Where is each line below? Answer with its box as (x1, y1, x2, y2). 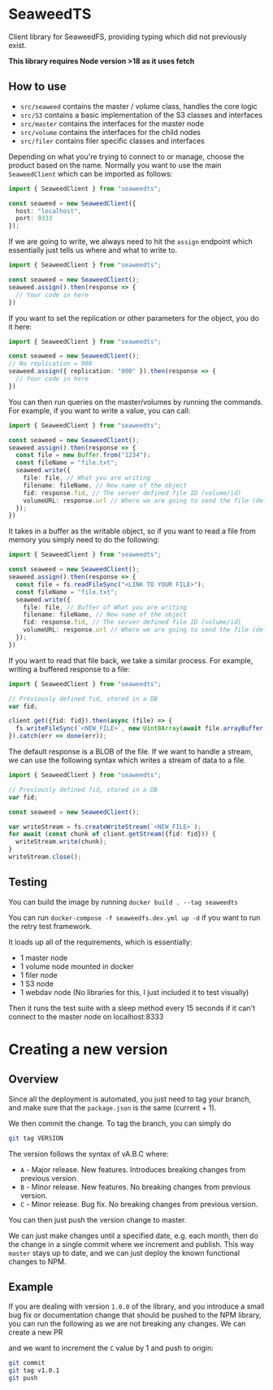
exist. (8, 40, 27, 50)
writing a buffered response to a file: (8, 664, 130, 674)
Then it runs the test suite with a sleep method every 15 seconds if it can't (8, 1003, 256, 1013)
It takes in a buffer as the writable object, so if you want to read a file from (8, 526, 256, 536)
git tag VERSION (8, 1134, 63, 1142)
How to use (8, 80, 67, 93)
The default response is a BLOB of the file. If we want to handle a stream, (8, 747, 253, 756)
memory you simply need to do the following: (8, 535, 160, 545)
